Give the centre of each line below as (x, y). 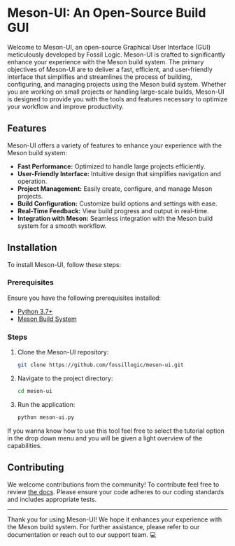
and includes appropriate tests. (52, 499)
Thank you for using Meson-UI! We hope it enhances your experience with (115, 519)
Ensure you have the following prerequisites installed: (84, 298)
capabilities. (24, 445)
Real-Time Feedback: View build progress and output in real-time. (113, 210)
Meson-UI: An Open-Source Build (107, 13)
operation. (32, 181)
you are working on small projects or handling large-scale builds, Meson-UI (116, 92)
